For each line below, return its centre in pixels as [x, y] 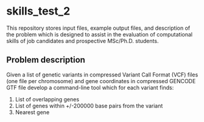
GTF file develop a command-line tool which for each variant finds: [90, 87]
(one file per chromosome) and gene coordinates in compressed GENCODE [101, 81]
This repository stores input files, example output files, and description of [98, 28]
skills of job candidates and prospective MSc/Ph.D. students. [83, 41]
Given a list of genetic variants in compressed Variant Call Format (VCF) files [102, 75]
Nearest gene [32, 112]
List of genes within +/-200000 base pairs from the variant [89, 106]
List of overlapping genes [47, 99]
